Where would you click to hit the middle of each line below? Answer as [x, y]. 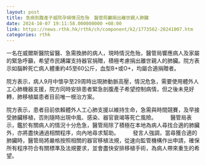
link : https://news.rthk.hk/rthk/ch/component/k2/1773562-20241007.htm [100, 29]
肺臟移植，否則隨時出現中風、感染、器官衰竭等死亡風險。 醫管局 [99, 118]
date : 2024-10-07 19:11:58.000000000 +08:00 [64, 23]
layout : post [23, 12]
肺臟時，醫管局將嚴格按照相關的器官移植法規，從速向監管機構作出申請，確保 [103, 140]
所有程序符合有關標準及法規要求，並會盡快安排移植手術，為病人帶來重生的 [100, 148]
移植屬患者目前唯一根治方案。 [60, 97]
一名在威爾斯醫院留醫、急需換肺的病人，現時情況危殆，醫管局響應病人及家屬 [103, 53]
